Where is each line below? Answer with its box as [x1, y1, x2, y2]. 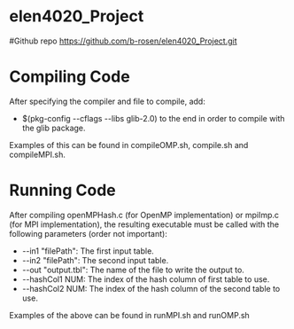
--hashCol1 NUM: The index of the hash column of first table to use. [21, 273, 270, 285]
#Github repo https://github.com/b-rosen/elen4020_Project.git [9, 35, 237, 46]
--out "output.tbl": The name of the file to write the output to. [21, 264, 245, 275]
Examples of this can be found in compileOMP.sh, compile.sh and [9, 139, 249, 150]
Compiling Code [9, 67, 130, 87]
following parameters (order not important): [9, 228, 168, 239]
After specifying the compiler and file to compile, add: [9, 96, 205, 106]
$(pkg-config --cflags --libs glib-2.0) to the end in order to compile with [21, 113, 285, 123]
